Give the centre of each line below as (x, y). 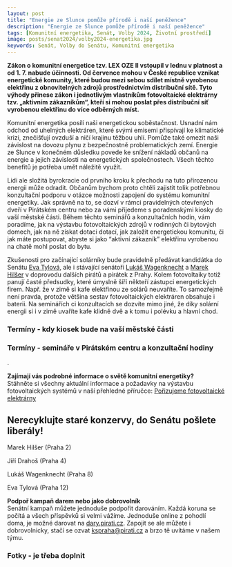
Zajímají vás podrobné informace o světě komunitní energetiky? (101, 376)
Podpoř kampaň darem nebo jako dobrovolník (74, 501)
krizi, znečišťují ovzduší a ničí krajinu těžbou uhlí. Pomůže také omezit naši (113, 138)
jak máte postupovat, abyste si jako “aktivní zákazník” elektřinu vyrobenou (113, 239)
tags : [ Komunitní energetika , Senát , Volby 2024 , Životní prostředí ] (109, 33)
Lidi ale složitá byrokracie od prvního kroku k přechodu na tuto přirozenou (112, 180)
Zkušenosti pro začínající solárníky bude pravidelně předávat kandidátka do (115, 260)
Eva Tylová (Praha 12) (38, 487)
